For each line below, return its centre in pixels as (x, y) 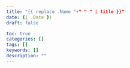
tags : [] (17, 45)
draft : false (22, 23)
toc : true (19, 33)
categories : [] (25, 39)
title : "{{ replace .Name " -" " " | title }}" (65, 12)
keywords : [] (22, 50)
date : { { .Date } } (29, 17)
